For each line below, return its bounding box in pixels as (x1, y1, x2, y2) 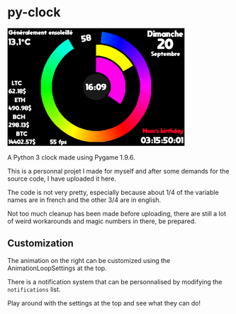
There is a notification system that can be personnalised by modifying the (7, 277, 223, 286)
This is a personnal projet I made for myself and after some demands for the (7, 167, 230, 175)
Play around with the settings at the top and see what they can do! (7, 298, 201, 307)
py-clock (7, 4, 61, 21)
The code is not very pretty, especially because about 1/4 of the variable (7, 188, 219, 196)
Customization (7, 237, 74, 249)
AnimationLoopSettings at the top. (7, 264, 108, 272)
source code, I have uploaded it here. (7, 174, 117, 183)
